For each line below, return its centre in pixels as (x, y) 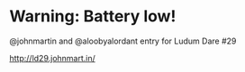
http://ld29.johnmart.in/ (53, 58)
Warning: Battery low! (93, 16)
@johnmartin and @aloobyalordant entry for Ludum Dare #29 (123, 41)
